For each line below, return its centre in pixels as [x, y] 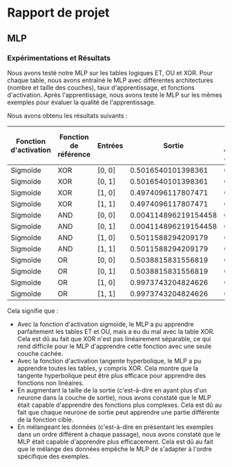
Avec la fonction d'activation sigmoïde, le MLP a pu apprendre [106, 324]
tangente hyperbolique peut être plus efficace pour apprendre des [112, 375]
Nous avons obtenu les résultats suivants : [67, 115]
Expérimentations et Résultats [59, 58]
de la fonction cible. [45, 419]
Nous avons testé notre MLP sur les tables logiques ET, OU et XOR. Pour [110, 73]
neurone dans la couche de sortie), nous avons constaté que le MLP [114, 397]
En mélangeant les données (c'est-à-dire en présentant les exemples [115, 427]
